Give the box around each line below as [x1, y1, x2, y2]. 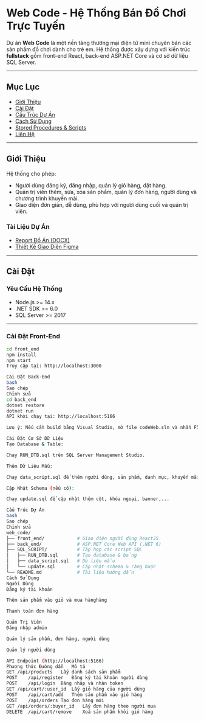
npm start [6, 357, 32, 363]
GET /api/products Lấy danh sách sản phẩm [6, 669, 121, 675]
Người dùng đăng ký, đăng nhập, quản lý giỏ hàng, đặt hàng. [15, 181, 167, 189]
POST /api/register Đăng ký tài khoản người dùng [6, 675, 148, 681]
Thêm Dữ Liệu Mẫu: [6, 463, 53, 469]
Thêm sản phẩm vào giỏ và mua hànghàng [6, 597, 107, 604]
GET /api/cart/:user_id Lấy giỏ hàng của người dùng [6, 686, 146, 692]
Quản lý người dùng [6, 647, 56, 653]
